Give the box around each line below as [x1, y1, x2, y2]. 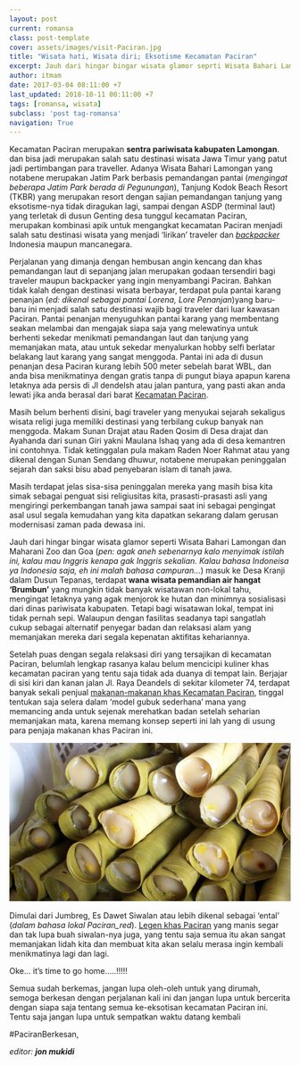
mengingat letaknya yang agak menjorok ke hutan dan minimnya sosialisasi [9, 593, 287, 604]
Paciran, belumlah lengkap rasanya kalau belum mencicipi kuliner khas [9, 659, 270, 669]
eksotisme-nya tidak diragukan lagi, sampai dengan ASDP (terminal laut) [9, 201, 276, 212]
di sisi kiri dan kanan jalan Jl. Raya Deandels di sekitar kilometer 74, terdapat [9, 678, 290, 688]
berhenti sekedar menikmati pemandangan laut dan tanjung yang [9, 332, 249, 344]
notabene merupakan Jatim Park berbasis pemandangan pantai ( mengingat [9, 173, 288, 183]
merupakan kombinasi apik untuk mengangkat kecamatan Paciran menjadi [9, 220, 283, 231]
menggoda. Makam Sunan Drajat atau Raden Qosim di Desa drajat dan [9, 426, 269, 437]
